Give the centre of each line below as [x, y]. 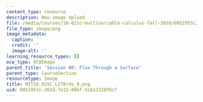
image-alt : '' [29, 51]
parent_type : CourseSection [42, 73]
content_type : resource [36, 12]
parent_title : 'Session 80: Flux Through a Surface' [74, 67]
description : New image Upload [46, 17]
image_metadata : [27, 34]
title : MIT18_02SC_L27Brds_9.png [48, 85]
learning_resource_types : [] [43, 56]
